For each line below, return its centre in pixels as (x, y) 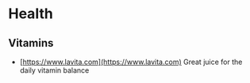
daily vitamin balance (54, 70)
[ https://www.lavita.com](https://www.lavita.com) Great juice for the (131, 62)
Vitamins (31, 43)
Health (31, 14)
